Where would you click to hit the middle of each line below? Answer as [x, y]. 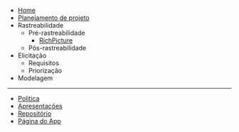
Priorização [45, 71]
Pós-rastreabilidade [57, 48]
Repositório [34, 114]
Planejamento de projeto [54, 18]
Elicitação [32, 55]
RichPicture [56, 40]
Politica [28, 98]
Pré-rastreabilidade [57, 33]
